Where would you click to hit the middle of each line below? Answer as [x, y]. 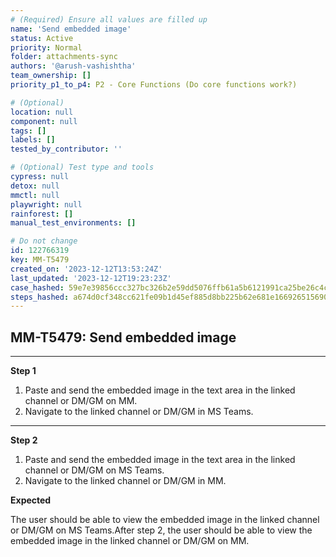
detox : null [35, 186]
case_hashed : [37, 287]
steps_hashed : [40, 297]
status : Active [42, 38]
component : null [44, 121]
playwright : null [46, 204]
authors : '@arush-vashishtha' [73, 66]
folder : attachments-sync [64, 57]
